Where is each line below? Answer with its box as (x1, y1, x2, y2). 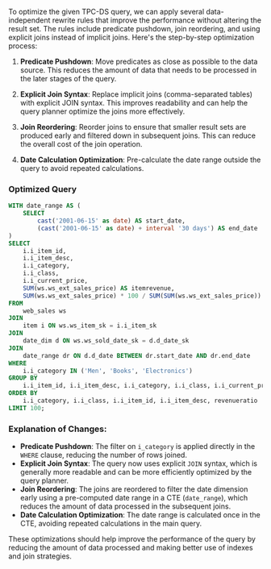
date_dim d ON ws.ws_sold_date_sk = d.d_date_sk (23, 337, 190, 345)
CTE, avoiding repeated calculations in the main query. (19, 519, 202, 529)
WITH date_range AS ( (8, 201, 81, 210)
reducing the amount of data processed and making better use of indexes (8, 543, 253, 553)
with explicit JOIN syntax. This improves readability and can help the (19, 98, 248, 107)
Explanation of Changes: (8, 423, 107, 434)
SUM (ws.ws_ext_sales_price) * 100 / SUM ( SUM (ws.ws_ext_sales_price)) (23, 292, 262, 300)
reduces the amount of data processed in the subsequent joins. (19, 501, 231, 511)
